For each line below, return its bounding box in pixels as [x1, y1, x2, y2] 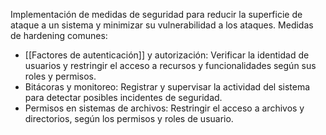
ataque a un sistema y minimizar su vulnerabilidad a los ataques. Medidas [10, 19, 314, 31]
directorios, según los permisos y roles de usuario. [24, 113, 234, 124]
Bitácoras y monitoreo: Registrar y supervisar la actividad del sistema [24, 81, 311, 93]
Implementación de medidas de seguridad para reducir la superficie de [10, 9, 303, 20]
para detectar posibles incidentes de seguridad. [24, 92, 223, 103]
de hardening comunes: [10, 30, 108, 41]
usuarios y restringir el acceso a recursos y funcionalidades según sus [24, 60, 317, 71]
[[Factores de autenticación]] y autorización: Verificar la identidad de [24, 49, 310, 61]
